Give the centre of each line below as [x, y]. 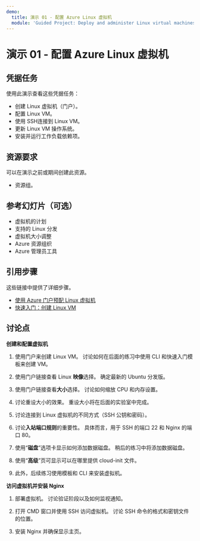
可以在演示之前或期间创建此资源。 [48, 172]
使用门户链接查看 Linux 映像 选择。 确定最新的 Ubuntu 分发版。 [91, 377]
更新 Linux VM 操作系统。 [46, 129]
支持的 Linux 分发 [36, 229]
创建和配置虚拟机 [27, 344]
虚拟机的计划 [30, 221]
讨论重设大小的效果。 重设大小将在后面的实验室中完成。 [83, 402]
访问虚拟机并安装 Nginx [35, 485]
